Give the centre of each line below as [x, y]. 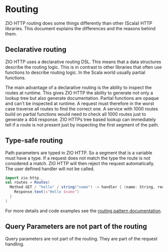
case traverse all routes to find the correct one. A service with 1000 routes [82, 108]
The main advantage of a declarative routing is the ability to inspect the [78, 87]
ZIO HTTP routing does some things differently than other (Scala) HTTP [79, 23]
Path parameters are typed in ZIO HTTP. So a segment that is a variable [79, 153]
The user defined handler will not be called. [50, 169]
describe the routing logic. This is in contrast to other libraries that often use [83, 67]
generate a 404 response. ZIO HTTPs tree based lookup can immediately [81, 119]
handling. [15, 244]
